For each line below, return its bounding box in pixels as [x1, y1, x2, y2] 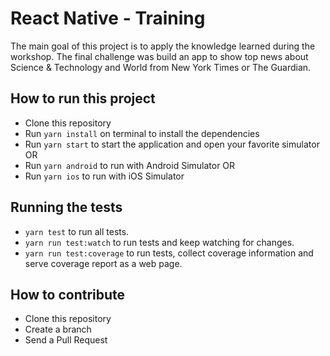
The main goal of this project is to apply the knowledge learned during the [10, 40, 316, 52]
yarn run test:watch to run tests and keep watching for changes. [24, 236, 295, 248]
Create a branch [24, 323, 92, 336]
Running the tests [10, 199, 123, 216]
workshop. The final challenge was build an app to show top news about [10, 50, 309, 62]
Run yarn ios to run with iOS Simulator [24, 170, 185, 182]
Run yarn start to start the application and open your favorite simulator [24, 138, 320, 150]
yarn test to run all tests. [24, 225, 130, 237]
